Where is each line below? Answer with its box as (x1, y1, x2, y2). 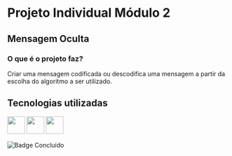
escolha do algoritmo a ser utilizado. (7, 77, 112, 85)
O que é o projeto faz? (7, 54, 83, 64)
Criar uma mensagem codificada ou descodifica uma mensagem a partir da (7, 69, 226, 78)
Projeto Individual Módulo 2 (7, 5, 170, 21)
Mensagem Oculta (7, 33, 90, 45)
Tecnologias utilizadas (7, 97, 108, 109)
